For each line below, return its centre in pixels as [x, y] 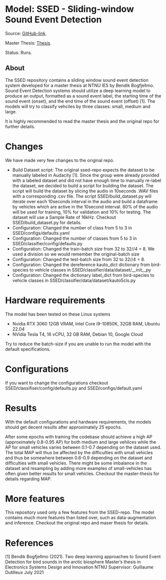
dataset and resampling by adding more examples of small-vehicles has [79, 468]
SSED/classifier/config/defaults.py [47, 243]
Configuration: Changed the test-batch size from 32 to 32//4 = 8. [79, 259]
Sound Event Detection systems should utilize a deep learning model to [78, 91]
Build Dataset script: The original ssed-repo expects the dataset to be [83, 170]
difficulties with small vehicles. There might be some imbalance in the [76, 463]
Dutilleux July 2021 [25, 573]
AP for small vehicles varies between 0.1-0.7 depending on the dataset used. [83, 447]
